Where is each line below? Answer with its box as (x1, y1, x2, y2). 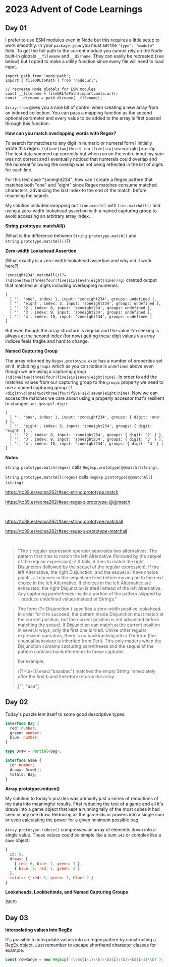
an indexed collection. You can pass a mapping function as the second (5, 110, 152, 115)
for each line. (5, 167, 33, 172)
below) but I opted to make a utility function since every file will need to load (5, 58, 164, 64)
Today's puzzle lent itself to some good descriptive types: (5, 711, 126, 717)
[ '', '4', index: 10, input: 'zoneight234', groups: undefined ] (10, 314, 152, 319)
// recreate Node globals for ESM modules (5, 87, 96, 92)
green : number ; (10, 730, 42, 736)
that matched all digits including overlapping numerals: (5, 282, 120, 288)
